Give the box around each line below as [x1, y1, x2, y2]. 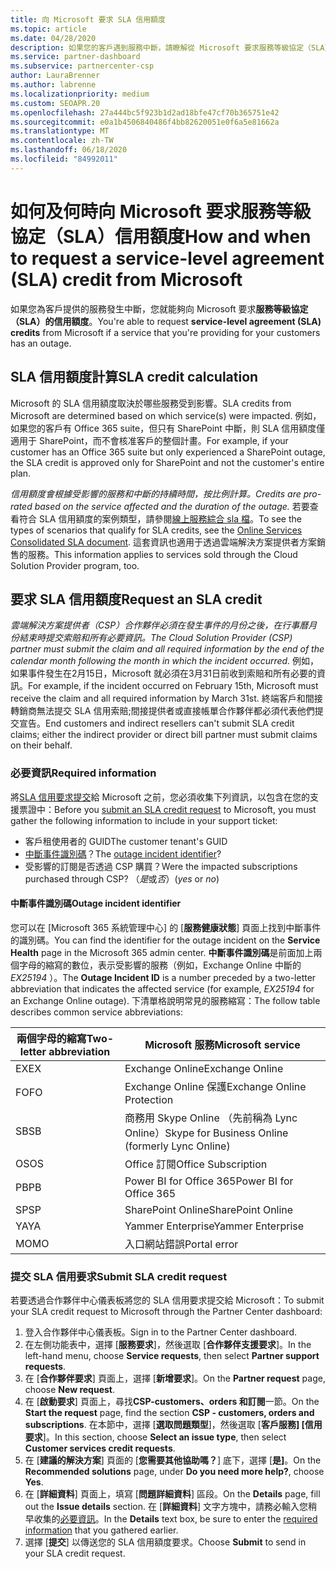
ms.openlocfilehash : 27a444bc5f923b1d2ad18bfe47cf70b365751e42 [10, 107, 280, 118]
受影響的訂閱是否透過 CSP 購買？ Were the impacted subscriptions [24, 860, 298, 872]
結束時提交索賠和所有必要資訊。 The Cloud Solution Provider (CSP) [18, 632, 293, 644]
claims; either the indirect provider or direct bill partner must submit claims [10, 729, 318, 741]
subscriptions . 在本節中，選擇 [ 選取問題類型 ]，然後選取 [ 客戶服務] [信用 [24, 1419, 323, 1431]
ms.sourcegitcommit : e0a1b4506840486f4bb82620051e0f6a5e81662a [10, 117, 280, 127]
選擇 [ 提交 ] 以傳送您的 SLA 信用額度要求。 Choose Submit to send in [24, 1536, 307, 1548]
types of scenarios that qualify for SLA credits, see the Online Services [10, 524, 303, 536]
